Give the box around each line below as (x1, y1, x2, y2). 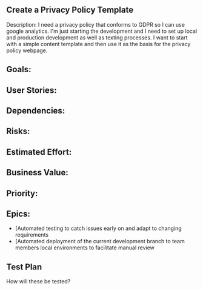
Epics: (6, 209, 30, 219)
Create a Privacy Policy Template (6, 5, 134, 15)
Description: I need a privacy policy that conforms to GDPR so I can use (6, 21, 185, 28)
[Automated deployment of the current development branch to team (15, 238, 185, 245)
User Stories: (6, 85, 57, 95)
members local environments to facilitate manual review (15, 244, 155, 251)
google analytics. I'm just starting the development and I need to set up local (6, 27, 198, 35)
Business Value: (6, 167, 68, 178)
